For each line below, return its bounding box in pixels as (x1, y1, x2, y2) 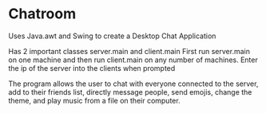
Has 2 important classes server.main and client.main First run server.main (8, 46, 250, 56)
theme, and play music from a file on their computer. (8, 95, 181, 105)
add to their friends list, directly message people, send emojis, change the (8, 87, 252, 96)
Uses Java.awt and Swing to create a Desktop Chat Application (8, 31, 216, 41)
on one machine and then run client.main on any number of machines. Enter (8, 55, 258, 64)
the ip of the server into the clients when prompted (8, 63, 176, 72)
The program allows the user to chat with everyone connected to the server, (8, 79, 259, 88)
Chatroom (8, 5, 77, 23)
